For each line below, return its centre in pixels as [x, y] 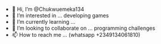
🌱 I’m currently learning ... [44, 22]
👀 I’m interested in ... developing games [60, 15]
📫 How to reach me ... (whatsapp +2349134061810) [76, 35]
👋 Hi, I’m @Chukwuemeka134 [48, 9]
